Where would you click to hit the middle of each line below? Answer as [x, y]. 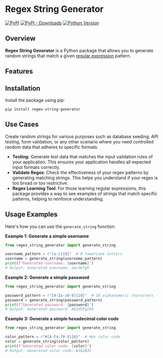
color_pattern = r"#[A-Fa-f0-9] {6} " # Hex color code [63, 337]
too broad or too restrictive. [40, 183]
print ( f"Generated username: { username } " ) [49, 263]
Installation [23, 88]
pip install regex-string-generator [43, 109]
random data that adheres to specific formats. [52, 147]
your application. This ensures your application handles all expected [82, 162]
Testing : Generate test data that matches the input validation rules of [82, 156]
